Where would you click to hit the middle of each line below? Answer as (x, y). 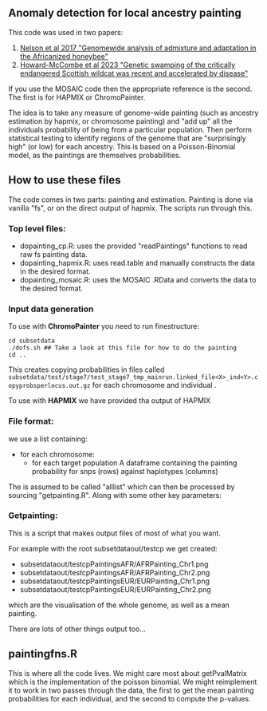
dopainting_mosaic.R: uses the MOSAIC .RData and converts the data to (138, 279)
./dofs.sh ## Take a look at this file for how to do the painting (123, 348)
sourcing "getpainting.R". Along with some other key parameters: (115, 495)
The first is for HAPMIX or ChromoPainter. (77, 97)
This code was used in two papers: (66, 32)
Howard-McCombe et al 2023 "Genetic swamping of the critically (128, 65)
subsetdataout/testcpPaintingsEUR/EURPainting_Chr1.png (114, 581)
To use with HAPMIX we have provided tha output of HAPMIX (110, 401)
